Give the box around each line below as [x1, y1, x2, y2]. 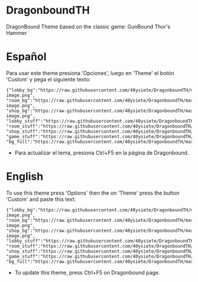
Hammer [6, 29, 28, 36]
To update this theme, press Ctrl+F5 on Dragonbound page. [14, 269, 160, 276]
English [6, 170, 44, 183]
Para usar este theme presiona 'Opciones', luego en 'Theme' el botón [6, 69, 174, 77]
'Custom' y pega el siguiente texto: [6, 76, 91, 83]
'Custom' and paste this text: [6, 195, 76, 202]
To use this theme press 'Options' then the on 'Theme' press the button [6, 189, 180, 196]
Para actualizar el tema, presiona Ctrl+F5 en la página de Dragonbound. [14, 149, 189, 156]
